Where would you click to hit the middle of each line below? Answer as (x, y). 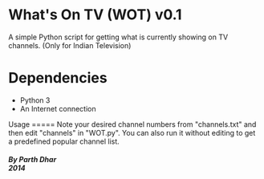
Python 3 (35, 100)
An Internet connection (58, 108)
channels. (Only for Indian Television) (70, 45)
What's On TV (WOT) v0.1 (95, 15)
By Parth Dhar (32, 160)
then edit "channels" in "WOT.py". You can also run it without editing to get (132, 132)
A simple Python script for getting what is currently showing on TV (118, 37)
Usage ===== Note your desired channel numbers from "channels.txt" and (132, 124)
